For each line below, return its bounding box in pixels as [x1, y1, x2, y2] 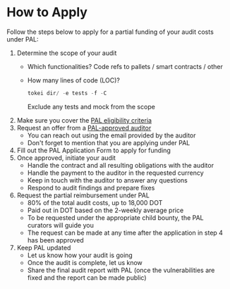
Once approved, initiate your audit [16, 153, 116, 162]
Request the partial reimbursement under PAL [16, 191, 150, 199]
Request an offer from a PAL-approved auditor [16, 123, 152, 132]
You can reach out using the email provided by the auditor [27, 131, 196, 140]
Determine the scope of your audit [16, 49, 117, 57]
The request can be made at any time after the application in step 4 [27, 228, 224, 237]
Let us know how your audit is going [27, 251, 133, 259]
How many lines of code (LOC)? [27, 75, 121, 85]
